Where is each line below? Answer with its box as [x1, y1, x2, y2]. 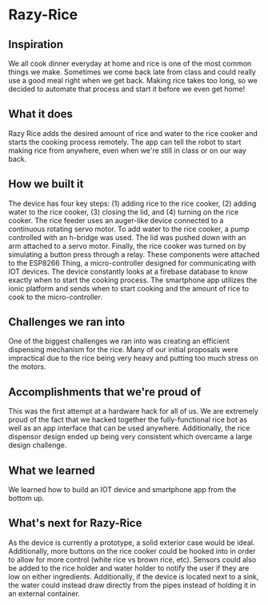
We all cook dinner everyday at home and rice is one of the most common [8, 58, 252, 68]
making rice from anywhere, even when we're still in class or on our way [8, 146, 246, 155]
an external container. [8, 588, 80, 598]
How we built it [8, 178, 84, 191]
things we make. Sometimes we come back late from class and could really [8, 67, 256, 77]
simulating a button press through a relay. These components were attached [8, 250, 260, 259]
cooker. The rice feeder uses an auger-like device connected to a [8, 215, 224, 225]
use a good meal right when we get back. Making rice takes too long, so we [8, 76, 258, 85]
